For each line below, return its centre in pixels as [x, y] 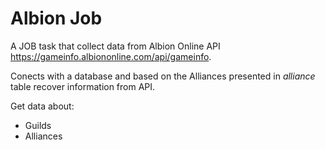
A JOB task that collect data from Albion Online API [115, 46]
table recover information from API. [83, 86]
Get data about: [42, 106]
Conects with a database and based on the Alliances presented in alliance [163, 76]
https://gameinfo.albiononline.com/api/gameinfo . [111, 56]
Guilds [38, 125]
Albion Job [56, 18]
